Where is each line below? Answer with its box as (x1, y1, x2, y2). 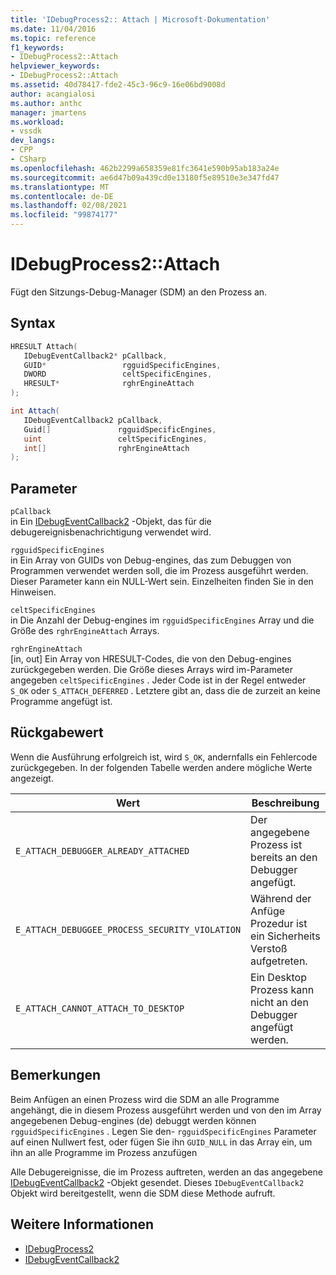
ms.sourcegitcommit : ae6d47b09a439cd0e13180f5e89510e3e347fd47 (10, 172, 280, 183)
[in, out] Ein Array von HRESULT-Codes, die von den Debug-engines (10, 653, 292, 665)
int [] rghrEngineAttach (23, 443, 190, 453)
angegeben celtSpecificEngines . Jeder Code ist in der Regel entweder (10, 674, 307, 686)
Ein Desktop (250, 970, 307, 984)
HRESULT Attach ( (10, 341, 78, 351)
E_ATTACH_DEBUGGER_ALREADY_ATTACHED (15, 845, 190, 856)
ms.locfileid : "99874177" (10, 210, 118, 220)
